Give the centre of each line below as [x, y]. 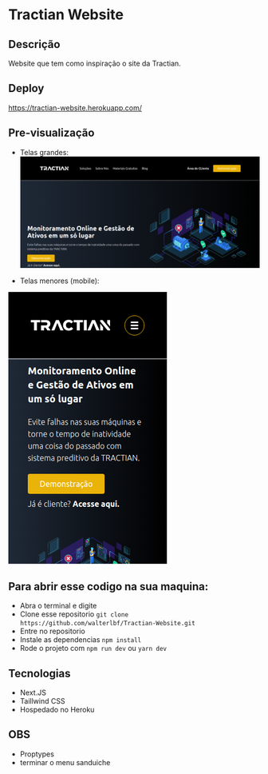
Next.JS [33, 692]
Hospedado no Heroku [57, 709]
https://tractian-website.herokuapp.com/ [75, 108]
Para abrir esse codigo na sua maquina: [108, 586]
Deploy [26, 88]
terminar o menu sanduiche [65, 762]
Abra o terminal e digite [58, 606]
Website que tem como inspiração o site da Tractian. [95, 63]
